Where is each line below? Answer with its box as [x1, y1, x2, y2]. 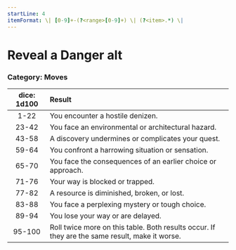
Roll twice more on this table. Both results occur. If [49, 222, 216, 232]
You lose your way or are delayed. [49, 211, 162, 221]
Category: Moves [7, 72, 68, 81]
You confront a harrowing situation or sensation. [49, 145, 209, 154]
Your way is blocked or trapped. [49, 176, 155, 186]
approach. [49, 165, 84, 175]
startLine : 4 [7, 10, 46, 18]
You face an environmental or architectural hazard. [49, 122, 217, 132]
